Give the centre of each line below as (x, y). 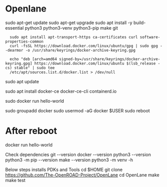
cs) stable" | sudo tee (30, 68)
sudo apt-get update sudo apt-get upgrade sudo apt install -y (69, 23)
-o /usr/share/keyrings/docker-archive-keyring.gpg (80, 50)
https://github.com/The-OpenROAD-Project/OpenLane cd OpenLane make (82, 175)
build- (140, 23)
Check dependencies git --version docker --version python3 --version (78, 154)
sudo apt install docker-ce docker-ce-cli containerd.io (61, 91)
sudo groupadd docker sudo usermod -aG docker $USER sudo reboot (78, 110)
